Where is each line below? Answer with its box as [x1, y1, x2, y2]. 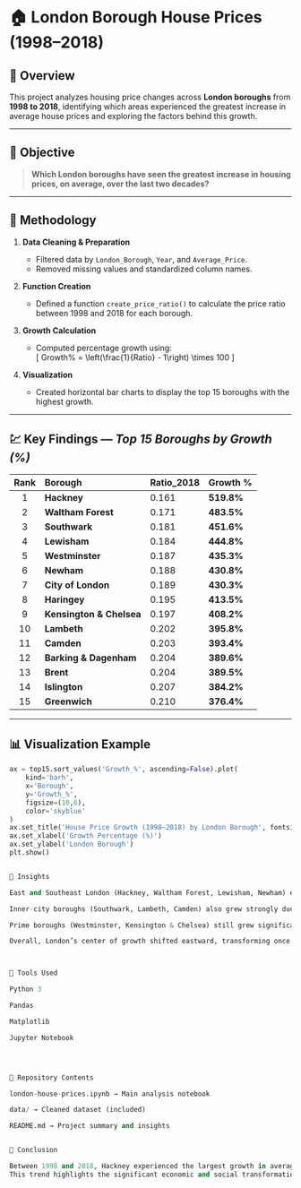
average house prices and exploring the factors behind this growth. [9, 111, 258, 121]
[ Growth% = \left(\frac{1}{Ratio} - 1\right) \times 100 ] [35, 351, 235, 363]
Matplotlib [9, 1017, 50, 1026]
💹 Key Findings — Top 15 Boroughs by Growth [9, 432, 273, 447]
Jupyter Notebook [9, 1033, 74, 1042]
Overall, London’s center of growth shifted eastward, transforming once [9, 937, 291, 946]
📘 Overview [9, 68, 75, 83]
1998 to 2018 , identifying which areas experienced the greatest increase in [9, 101, 287, 112]
